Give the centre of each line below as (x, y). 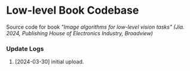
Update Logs (25, 48)
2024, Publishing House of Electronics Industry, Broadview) (80, 33)
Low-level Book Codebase (73, 10)
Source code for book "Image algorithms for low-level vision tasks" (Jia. (95, 27)
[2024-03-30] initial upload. (49, 62)
